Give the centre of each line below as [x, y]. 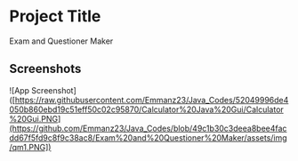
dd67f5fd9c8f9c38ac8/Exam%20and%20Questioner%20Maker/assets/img [148, 137]
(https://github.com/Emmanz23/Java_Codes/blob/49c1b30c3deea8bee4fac [148, 128]
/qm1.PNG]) [30, 147]
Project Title [55, 16]
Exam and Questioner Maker [61, 41]
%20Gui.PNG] [35, 118]
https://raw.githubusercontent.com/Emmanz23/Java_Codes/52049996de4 [152, 100]
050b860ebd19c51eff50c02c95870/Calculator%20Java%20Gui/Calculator [147, 109]
